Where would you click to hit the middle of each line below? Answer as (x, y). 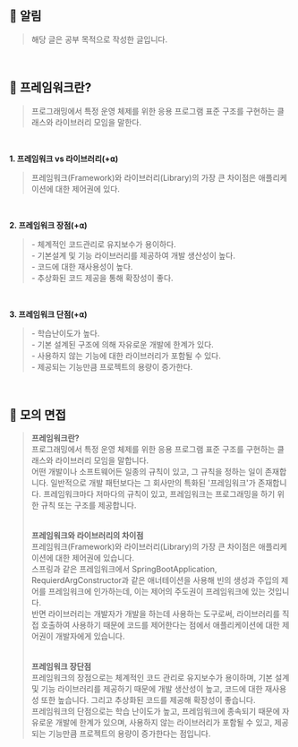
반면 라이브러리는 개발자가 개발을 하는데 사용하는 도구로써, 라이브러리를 (155, 614)
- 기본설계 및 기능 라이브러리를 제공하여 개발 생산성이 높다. (133, 255)
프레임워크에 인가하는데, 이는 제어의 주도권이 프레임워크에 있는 (157, 592)
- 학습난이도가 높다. (65, 333)
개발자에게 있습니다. (90, 636)
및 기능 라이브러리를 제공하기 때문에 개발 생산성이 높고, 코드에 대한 (147, 689)
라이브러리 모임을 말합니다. (102, 460)
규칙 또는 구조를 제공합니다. (89, 505)
